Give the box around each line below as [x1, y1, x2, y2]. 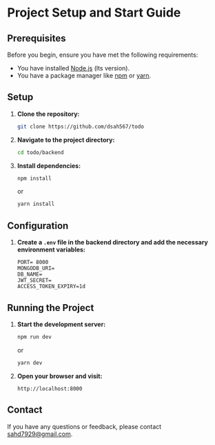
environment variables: [17, 245, 86, 254]
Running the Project [7, 302, 94, 314]
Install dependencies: [17, 161, 81, 170]
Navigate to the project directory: [17, 135, 115, 144]
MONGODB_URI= [17, 265, 55, 272]
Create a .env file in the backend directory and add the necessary [17, 238, 208, 247]
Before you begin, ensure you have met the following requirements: [7, 50, 198, 59]
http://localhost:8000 [17, 385, 83, 392]
